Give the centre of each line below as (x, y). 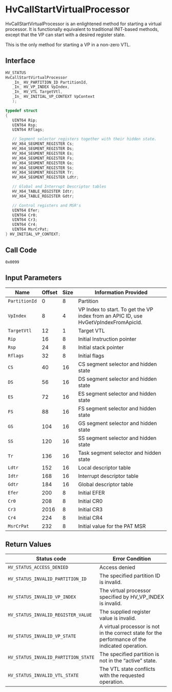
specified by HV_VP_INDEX (132, 597)
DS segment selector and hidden (117, 379)
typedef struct (21, 111)
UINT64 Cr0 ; (25, 215)
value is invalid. (118, 618)
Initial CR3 (90, 509)
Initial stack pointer (101, 347)
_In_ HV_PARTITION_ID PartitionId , (50, 82)
